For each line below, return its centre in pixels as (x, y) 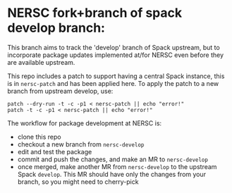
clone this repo (39, 137)
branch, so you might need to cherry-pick (78, 182)
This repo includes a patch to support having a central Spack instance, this (116, 76)
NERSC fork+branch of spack (95, 13)
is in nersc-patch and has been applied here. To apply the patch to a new (113, 83)
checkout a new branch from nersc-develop (81, 144)
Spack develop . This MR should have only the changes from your (112, 174)
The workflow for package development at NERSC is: (85, 123)
